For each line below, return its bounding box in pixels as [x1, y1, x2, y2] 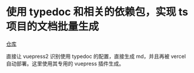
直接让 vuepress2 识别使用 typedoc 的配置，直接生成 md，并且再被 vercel [6, 53, 186, 60]
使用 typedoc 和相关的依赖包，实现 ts [6, 5, 188, 19]
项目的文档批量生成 [6, 20, 99, 33]
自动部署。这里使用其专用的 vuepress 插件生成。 [6, 60, 125, 67]
